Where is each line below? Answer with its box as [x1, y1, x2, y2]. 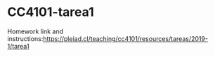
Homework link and [7, 27, 64, 35]
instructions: [7, 34, 44, 42]
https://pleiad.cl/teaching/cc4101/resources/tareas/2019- [43, 34, 209, 42]
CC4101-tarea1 [7, 4, 94, 20]
